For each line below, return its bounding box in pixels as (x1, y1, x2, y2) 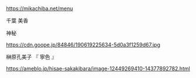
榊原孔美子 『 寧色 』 (6, 53, 57, 60)
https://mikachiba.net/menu (6, 5, 73, 12)
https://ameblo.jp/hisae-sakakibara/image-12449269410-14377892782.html (6, 65, 191, 72)
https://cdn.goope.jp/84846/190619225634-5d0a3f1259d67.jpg (6, 41, 160, 48)
